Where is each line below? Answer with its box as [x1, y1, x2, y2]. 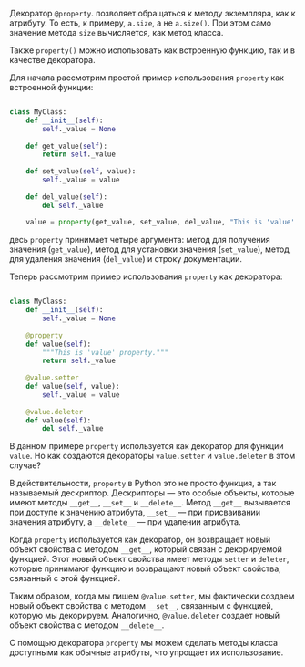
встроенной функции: [9, 82, 94, 92]
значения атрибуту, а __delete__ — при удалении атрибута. [9, 516, 241, 527]
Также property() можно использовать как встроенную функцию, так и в [9, 45, 296, 56]
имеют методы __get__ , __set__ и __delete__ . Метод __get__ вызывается [9, 497, 291, 508]
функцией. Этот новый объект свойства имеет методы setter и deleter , [9, 554, 290, 565]
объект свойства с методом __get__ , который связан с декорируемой [9, 544, 282, 555]
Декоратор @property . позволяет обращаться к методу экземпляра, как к [9, 8, 296, 18]
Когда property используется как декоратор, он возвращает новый [9, 534, 271, 546]
